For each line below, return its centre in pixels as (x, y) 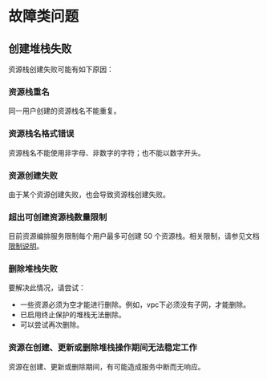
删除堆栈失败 (33, 269)
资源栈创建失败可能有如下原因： (61, 69)
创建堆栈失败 (40, 48)
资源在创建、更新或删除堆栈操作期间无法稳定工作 (103, 348)
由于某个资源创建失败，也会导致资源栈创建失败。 (89, 194)
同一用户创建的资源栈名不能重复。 (65, 111)
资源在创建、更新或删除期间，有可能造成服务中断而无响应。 (107, 366)
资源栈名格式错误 (41, 134)
